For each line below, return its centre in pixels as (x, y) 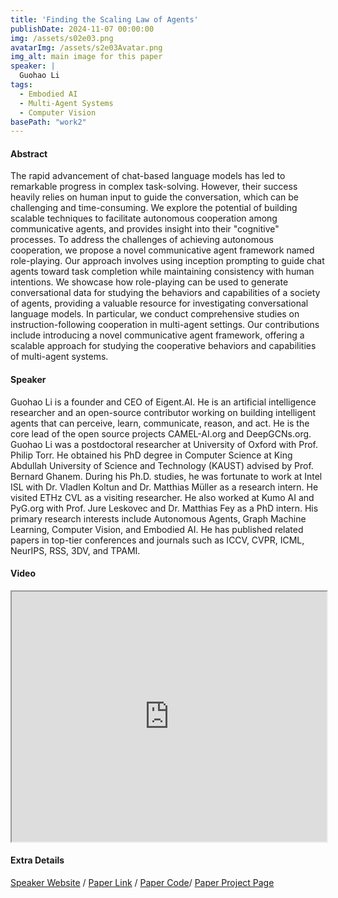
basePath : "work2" (48, 122)
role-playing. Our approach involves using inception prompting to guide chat (167, 261)
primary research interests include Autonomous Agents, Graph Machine (158, 518)
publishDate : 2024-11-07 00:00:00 (82, 29)
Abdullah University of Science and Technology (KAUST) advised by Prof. (162, 465)
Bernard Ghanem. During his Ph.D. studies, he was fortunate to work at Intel (166, 476)
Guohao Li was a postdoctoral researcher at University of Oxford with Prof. (164, 444)
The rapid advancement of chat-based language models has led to (148, 176)
